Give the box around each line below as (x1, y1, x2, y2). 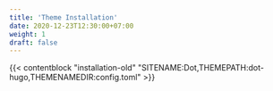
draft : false (9, 37, 58, 47)
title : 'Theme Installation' (9, 12, 118, 22)
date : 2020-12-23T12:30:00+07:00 (9, 21, 134, 30)
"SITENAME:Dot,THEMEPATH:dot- (137, 62, 264, 73)
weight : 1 (9, 29, 47, 38)
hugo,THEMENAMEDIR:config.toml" (9, 72, 141, 83)
